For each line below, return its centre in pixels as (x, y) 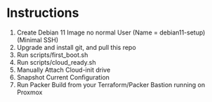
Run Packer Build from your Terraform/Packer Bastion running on (111, 84)
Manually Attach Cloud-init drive (64, 70)
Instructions (43, 13)
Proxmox (29, 92)
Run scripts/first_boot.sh (52, 55)
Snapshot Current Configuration (63, 77)
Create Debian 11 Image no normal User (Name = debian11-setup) (111, 32)
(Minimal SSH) (38, 39)
